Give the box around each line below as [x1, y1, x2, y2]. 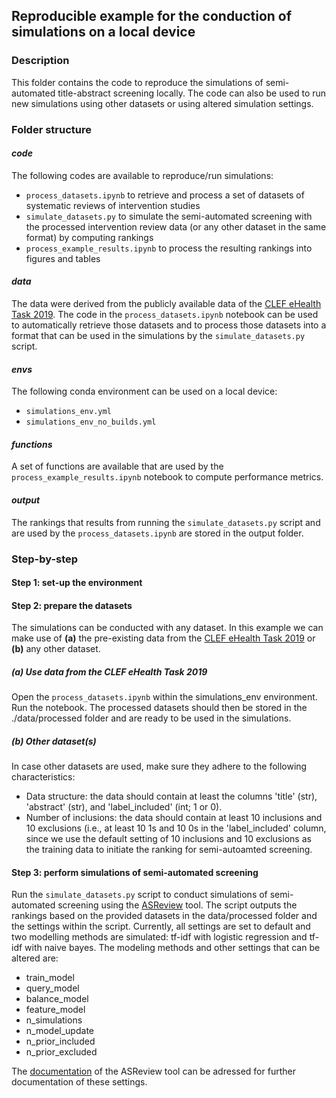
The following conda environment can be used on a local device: [11, 385, 278, 398]
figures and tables [25, 252, 101, 264]
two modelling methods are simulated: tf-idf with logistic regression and [11, 931, 308, 943]
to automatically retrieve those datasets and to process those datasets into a [11, 319, 327, 331]
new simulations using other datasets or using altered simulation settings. [11, 97, 314, 109]
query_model [25, 982, 80, 994]
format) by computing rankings [25, 231, 154, 243]
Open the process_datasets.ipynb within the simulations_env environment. [11, 691, 318, 703]
